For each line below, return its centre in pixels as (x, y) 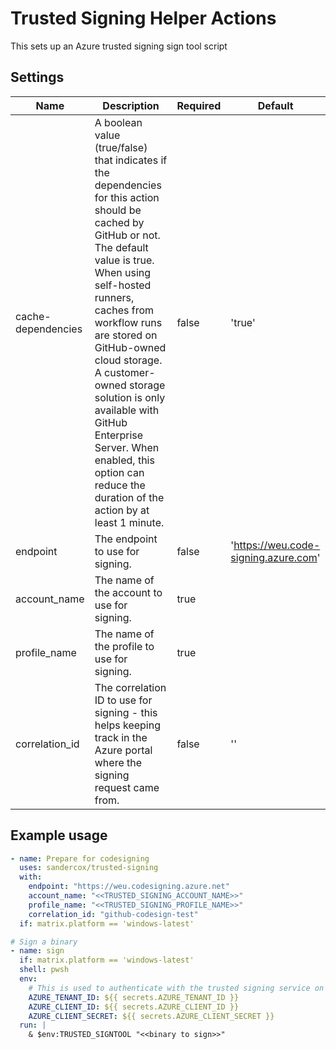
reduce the (120, 485)
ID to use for (123, 700)
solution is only (130, 397)
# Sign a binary (44, 942)
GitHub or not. (127, 235)
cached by (119, 222)
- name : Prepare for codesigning (80, 858)
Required (199, 105)
